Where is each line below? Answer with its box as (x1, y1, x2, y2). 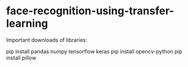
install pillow (6, 54, 37, 61)
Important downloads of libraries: (6, 36, 88, 43)
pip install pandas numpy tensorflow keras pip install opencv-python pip (6, 47, 183, 55)
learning (6, 17, 49, 30)
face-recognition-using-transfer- (6, 4, 174, 18)
